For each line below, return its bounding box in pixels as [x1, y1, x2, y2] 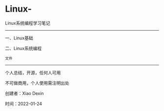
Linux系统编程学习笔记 [5, 20, 50, 26]
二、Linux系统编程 [5, 45, 42, 51]
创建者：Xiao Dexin [5, 90, 44, 96]
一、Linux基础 [5, 35, 33, 41]
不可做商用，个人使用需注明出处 [5, 80, 69, 86]
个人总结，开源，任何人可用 [5, 70, 61, 75]
